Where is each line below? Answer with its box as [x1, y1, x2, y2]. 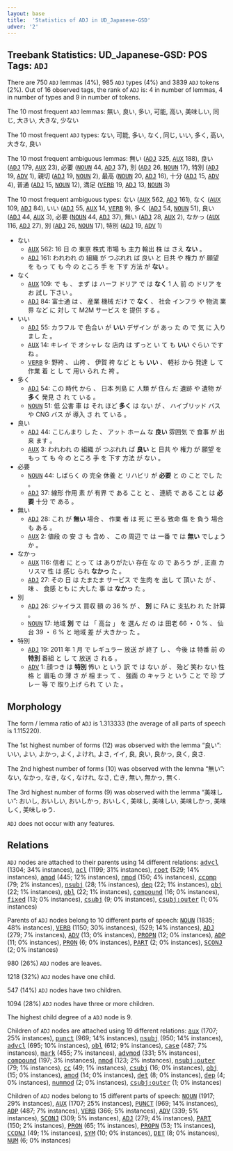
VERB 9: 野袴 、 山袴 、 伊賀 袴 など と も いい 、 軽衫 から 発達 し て [27, 358, 224, 366]
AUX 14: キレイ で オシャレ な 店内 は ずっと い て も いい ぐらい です [27, 340, 224, 349]
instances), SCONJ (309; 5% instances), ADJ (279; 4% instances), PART [7, 1113, 211, 1122]
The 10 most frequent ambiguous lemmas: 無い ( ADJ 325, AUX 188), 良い [7, 155, 214, 163]
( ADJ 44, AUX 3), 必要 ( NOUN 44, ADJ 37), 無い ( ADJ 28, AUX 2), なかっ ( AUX [7, 213, 220, 221]
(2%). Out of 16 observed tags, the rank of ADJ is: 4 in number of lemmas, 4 [7, 86, 223, 94]
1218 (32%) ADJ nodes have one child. [7, 972, 115, 980]
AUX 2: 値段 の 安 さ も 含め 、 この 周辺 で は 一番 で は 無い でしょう [27, 532, 226, 540]
